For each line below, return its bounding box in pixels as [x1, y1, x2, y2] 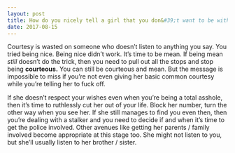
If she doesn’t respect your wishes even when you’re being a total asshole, [7, 93, 223, 102]
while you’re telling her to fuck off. [7, 80, 106, 88]
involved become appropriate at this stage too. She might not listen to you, [7, 131, 222, 139]
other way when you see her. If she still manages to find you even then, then [7, 108, 227, 117]
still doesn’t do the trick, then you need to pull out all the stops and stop [7, 58, 214, 66]
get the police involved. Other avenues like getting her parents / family [7, 124, 210, 132]
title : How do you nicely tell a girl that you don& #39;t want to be [7, 17, 215, 24]
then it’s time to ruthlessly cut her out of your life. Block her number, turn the [7, 101, 227, 109]
